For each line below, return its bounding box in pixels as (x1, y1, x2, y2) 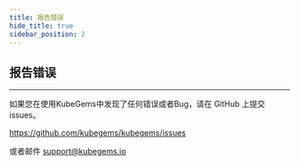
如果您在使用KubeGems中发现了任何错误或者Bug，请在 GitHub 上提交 (9, 99, 265, 110)
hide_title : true (9, 21, 74, 30)
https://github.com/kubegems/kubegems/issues (9, 128, 187, 138)
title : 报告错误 (9, 12, 64, 22)
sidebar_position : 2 (9, 29, 86, 38)
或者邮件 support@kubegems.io (9, 146, 126, 157)
